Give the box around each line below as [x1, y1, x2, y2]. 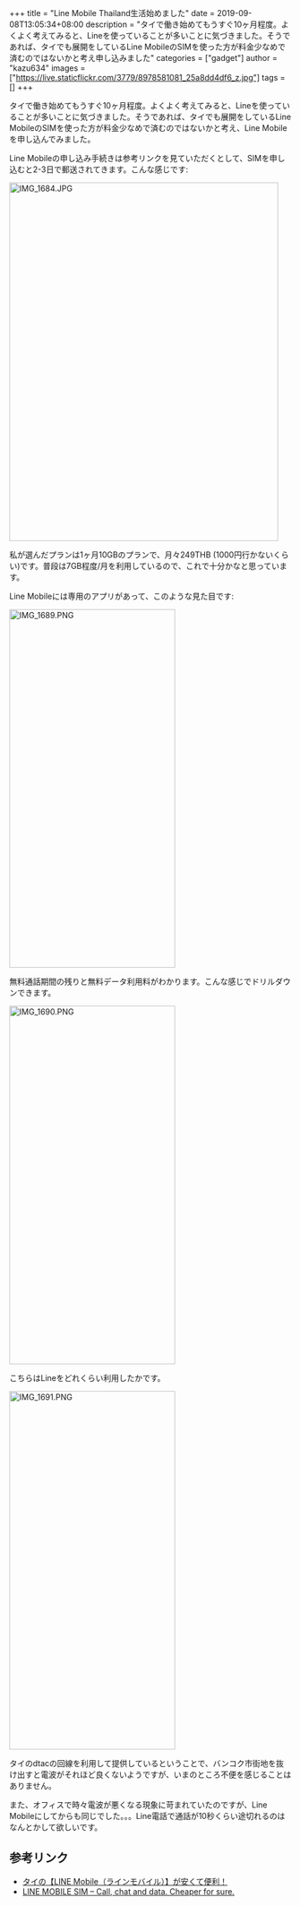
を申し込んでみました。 [9, 134, 96, 144]
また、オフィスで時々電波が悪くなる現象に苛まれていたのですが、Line [9, 1799, 268, 1810]
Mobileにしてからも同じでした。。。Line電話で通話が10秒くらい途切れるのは [9, 1811, 286, 1821]
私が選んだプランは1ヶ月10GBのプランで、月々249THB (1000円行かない [9, 549, 274, 560]
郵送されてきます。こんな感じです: [61, 164, 189, 175]
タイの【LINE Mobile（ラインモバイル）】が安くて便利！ [21, 1876, 228, 1886]
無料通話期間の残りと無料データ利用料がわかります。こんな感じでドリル [9, 976, 276, 987]
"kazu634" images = [9, 63, 86, 73]
